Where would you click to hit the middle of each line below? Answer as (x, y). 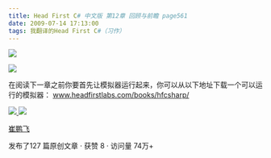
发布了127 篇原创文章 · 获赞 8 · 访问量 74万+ (81, 146)
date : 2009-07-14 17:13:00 (54, 23)
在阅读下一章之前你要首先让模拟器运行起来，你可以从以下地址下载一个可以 (132, 85)
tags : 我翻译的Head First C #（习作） (67, 31)
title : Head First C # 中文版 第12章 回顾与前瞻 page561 (98, 16)
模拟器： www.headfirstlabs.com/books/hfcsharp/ (106, 95)
